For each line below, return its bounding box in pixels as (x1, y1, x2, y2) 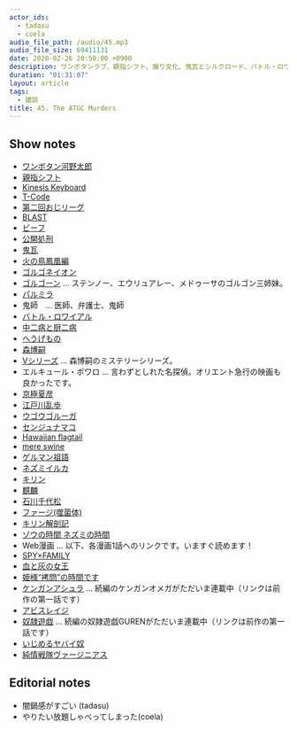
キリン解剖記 (21, 518, 69, 529)
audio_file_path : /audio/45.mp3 (9, 37, 128, 47)
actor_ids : (9, 12, 49, 22)
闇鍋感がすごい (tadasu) (21, 700, 110, 711)
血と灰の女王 (21, 561, 69, 571)
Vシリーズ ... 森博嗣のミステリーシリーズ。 (21, 355, 178, 366)
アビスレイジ (21, 605, 69, 616)
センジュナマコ (21, 422, 77, 432)
